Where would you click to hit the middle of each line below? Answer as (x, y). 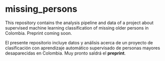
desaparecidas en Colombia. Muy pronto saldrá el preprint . (65, 53)
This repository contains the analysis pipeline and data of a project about (80, 23)
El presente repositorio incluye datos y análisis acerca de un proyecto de (79, 42)
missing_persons (41, 9)
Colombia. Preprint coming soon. (39, 33)
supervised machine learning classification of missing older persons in (77, 28)
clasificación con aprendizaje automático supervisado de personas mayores (83, 48)
